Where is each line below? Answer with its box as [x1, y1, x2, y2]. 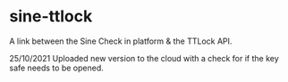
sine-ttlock [9, 6, 93, 27]
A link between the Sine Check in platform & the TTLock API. [9, 36, 233, 46]
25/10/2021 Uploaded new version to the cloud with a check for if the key [9, 53, 279, 63]
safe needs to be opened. [9, 62, 105, 73]
